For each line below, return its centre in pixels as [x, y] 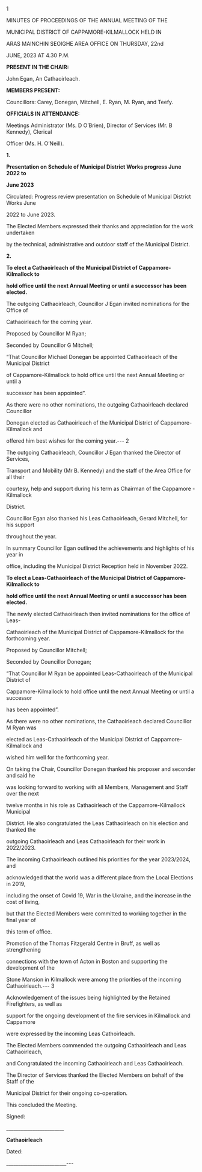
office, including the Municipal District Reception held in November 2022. [97, 566]
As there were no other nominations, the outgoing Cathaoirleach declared [97, 405]
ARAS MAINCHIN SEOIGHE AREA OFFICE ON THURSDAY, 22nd [85, 44]
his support [20, 525]
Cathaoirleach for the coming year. [49, 322]
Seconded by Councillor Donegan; [49, 662]
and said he [21, 775]
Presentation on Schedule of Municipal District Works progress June [94, 167]
